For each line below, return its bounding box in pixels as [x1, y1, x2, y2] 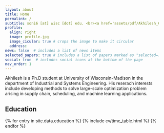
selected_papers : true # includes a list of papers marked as [5, 52, 134, 58]
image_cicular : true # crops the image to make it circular [9, 39, 134, 44]
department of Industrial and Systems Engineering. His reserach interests [5, 80, 153, 86]
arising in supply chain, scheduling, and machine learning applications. [5, 91, 148, 97]
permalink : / [5, 16, 32, 21]
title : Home [5, 12, 29, 17]
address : [9, 44, 27, 48]
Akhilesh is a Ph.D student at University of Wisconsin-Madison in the [5, 75, 143, 81]
